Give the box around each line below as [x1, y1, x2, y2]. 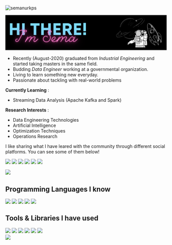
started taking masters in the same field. [12, 61, 98, 67]
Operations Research [12, 134, 58, 140]
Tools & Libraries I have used [5, 214, 99, 223]
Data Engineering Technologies [12, 117, 79, 123]
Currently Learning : [5, 87, 50, 93]
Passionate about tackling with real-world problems [12, 77, 122, 83]
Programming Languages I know [5, 185, 111, 194]
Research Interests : [5, 107, 49, 113]
